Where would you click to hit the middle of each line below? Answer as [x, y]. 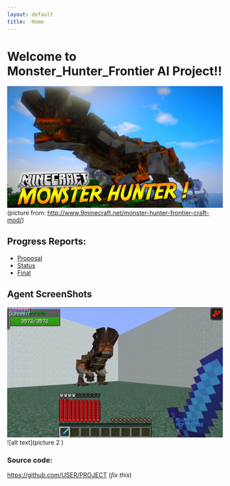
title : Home [26, 22]
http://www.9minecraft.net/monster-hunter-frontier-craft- [128, 212]
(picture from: [26, 212]
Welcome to [42, 57]
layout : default [30, 14]
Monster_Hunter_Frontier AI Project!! [115, 71]
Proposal [29, 258]
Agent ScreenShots [50, 294]
